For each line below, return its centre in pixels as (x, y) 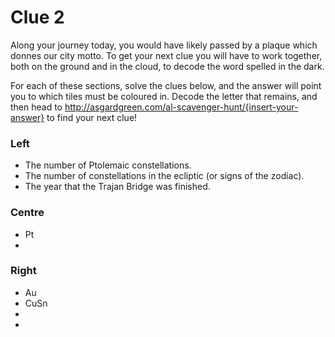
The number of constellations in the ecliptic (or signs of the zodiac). (164, 176)
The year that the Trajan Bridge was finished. (117, 187)
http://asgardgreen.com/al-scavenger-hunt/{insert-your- (181, 107)
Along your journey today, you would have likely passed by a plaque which (164, 45)
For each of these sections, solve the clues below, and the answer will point (166, 85)
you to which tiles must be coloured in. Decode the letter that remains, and (164, 96)
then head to (36, 107)
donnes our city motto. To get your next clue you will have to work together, (166, 55)
